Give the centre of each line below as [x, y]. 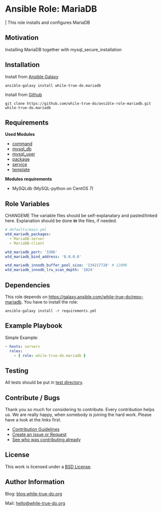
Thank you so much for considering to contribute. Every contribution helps [80, 410]
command [22, 144]
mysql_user [24, 154]
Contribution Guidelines [36, 429]
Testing [17, 370]
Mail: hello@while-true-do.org [35, 503]
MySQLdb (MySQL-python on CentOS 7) [53, 189]
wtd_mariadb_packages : [28, 234]
